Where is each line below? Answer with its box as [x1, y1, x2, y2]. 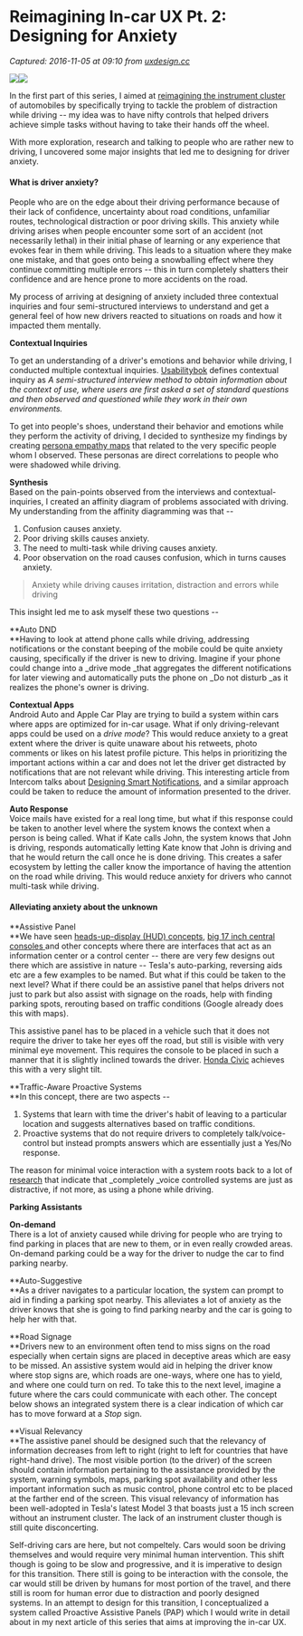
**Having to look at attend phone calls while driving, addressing [9, 634, 250, 645]
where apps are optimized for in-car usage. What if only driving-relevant [9, 718, 279, 730]
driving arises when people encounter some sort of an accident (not [9, 226, 264, 236]
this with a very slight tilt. [9, 1064, 102, 1075]
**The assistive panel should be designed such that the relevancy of [9, 1436, 267, 1447]
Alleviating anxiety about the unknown [9, 901, 158, 912]
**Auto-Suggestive [9, 1275, 83, 1286]
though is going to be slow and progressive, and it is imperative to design [9, 1559, 282, 1570]
